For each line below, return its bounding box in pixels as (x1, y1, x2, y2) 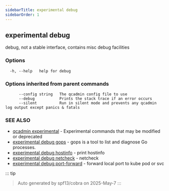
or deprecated (12, 134, 43, 140)
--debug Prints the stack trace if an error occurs (18, 96, 152, 101)
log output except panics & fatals (5, 105, 80, 110)
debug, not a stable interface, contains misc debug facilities (5, 44, 130, 51)
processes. (12, 144, 36, 150)
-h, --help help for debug (10, 68, 71, 73)
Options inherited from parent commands (5, 80, 109, 87)
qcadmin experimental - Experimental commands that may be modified (12, 128, 160, 134)
